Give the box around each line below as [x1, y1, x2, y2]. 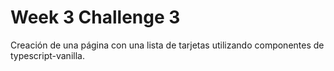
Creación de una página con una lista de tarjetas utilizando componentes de [10, 39, 325, 51]
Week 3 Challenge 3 [10, 6, 181, 29]
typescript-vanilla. [10, 49, 85, 61]
